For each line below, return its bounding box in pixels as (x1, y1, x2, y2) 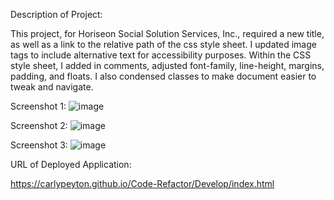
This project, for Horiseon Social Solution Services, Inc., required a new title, (10, 28, 325, 39)
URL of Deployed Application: (10, 159, 132, 170)
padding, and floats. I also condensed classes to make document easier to (10, 70, 317, 82)
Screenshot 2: (10, 120, 68, 131)
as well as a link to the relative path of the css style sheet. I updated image (10, 39, 317, 50)
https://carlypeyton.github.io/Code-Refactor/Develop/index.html (10, 178, 275, 189)
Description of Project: (10, 9, 103, 20)
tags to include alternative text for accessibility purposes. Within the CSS (10, 49, 312, 61)
